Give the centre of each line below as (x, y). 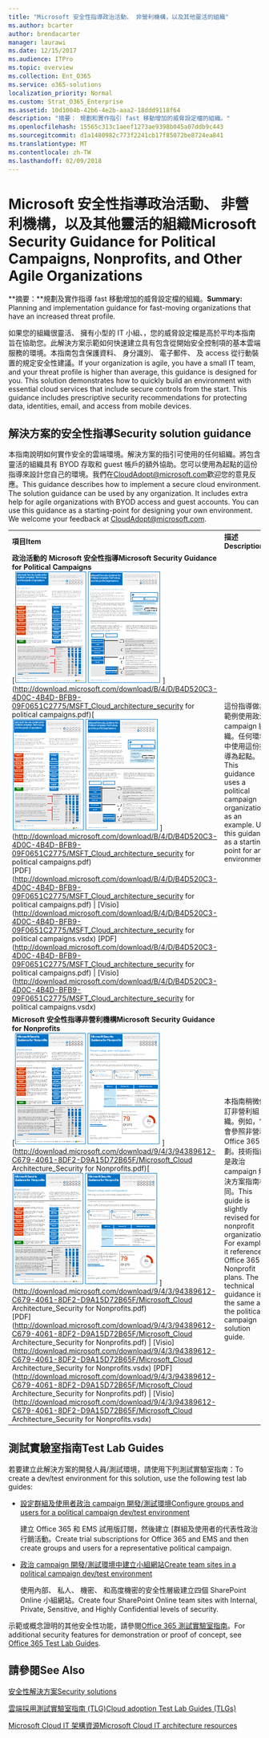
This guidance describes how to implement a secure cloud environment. (142, 485)
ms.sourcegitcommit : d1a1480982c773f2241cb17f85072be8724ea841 (116, 136)
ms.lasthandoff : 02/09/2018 (55, 160)
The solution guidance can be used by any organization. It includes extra (128, 493)
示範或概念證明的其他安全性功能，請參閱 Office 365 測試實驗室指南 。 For (127, 1626)
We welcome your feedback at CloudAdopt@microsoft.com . (107, 519)
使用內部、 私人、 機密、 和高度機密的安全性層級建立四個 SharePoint (133, 1590)
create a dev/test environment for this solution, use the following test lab (127, 1478)
